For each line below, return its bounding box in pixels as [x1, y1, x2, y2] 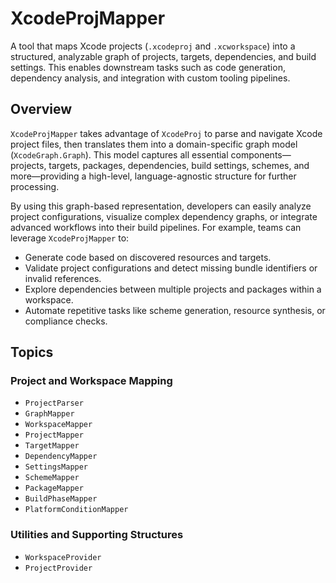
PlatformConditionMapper [24, 505, 129, 515]
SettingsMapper [24, 462, 89, 472]
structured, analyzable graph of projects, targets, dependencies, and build [10, 50, 317, 62]
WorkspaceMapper [24, 420, 93, 430]
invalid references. [24, 272, 102, 284]
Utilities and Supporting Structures [10, 528, 184, 542]
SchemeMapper [24, 473, 80, 483]
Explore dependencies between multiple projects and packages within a [24, 283, 322, 295]
